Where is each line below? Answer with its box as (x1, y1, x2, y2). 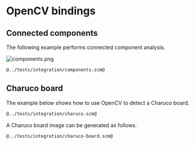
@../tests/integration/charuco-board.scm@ (6, 133, 113, 139)
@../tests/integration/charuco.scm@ (6, 110, 97, 117)
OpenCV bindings (6, 4, 96, 18)
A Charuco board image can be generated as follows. (6, 121, 137, 129)
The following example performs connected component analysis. (6, 44, 165, 51)
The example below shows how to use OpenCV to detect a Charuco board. (6, 99, 190, 106)
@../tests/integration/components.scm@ (6, 67, 105, 73)
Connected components (6, 28, 98, 38)
